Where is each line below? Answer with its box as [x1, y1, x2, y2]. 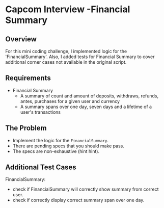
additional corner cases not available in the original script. [5, 59, 127, 65]
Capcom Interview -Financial [5, 4, 130, 15]
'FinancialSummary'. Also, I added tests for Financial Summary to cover [5, 54, 155, 60]
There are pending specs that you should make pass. [12, 143, 125, 149]
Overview [5, 35, 37, 43]
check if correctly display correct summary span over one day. [12, 197, 145, 203]
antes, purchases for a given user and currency [20, 98, 120, 104]
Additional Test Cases [5, 163, 76, 172]
